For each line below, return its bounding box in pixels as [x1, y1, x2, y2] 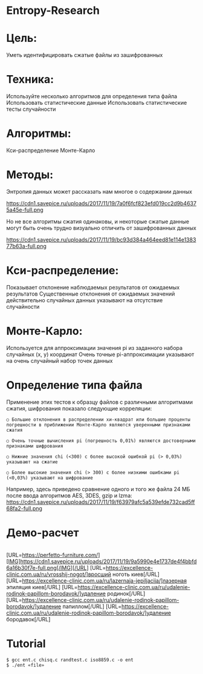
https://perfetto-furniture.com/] [22, 551, 100, 558]
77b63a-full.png [6, 242, 47, 249]
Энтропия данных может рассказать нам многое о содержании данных [6, 188, 192, 195]
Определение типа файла [6, 378, 143, 392]
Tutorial [6, 636, 47, 650]
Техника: [6, 73, 54, 87]
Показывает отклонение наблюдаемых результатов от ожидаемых [6, 283, 180, 291]
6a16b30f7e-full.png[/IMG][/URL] [6, 564, 89, 571]
